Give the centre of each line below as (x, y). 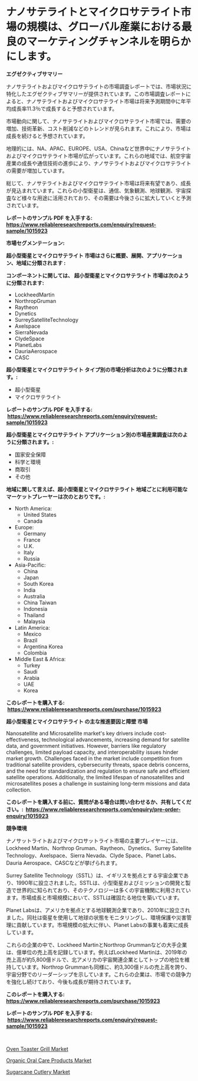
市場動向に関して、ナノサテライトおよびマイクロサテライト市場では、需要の (99, 121)
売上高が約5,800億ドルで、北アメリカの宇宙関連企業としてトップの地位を (95, 959)
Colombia (35, 653)
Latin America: (32, 627)
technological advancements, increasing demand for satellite (115, 740)
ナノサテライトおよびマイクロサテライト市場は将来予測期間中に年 (106, 101)
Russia (32, 558)
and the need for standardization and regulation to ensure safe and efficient (98, 771)
